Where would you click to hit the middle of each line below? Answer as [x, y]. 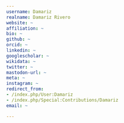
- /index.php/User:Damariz [40, 94]
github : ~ [18, 39]
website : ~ [20, 23]
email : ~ [17, 105]
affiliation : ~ [25, 28]
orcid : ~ [17, 45]
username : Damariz [29, 12]
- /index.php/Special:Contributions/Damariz [62, 100]
